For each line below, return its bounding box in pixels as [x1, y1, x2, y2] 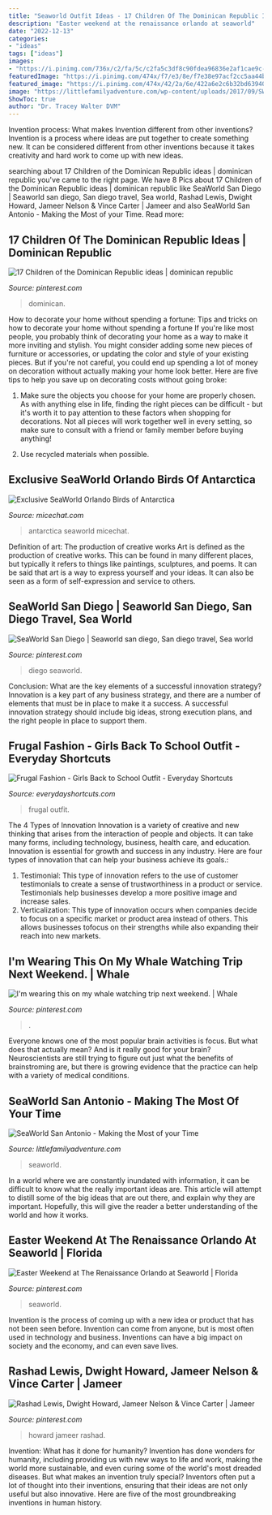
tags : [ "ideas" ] [8, 50, 63, 58]
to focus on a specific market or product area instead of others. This [19, 914, 249, 924]
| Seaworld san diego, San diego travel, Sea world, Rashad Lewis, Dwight [8, 192, 253, 202]
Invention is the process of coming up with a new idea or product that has [8, 1314, 254, 1324]
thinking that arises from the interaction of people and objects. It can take [8, 829, 253, 839]
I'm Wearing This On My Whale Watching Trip [8, 955, 243, 969]
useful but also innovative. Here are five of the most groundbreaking [8, 1489, 236, 1499]
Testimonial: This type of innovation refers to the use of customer [19, 870, 239, 881]
